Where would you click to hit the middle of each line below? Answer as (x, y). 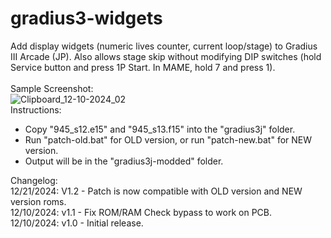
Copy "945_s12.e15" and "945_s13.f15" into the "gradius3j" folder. (160, 129)
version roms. (38, 201)
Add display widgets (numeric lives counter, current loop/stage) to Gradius (164, 46)
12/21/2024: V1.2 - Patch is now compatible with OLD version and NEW (156, 191)
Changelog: (34, 180)
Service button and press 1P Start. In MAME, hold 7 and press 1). (143, 67)
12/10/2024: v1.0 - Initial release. (77, 223)
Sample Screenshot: (52, 88)
